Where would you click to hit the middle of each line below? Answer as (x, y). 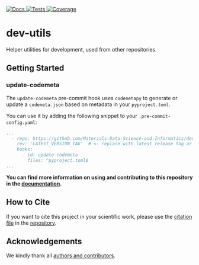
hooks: (25, 149)
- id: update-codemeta (50, 155)
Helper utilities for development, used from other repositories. (81, 49)
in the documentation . (34, 183)
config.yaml (21, 122)
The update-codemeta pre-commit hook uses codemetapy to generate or (92, 98)
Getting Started (35, 68)
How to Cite (28, 202)
